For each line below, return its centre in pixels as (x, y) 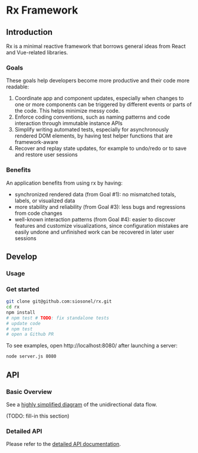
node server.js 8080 (32, 357)
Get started (23, 289)
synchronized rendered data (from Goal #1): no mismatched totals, (95, 194)
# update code (24, 323)
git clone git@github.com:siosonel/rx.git (59, 301)
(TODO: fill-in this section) (38, 416)
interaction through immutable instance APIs (68, 123)
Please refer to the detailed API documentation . (64, 444)
